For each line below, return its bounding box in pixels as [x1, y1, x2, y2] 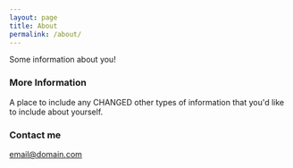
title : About [9, 21, 58, 30]
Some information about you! [9, 55, 116, 65]
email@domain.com [9, 148, 83, 159]
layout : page [9, 13, 58, 22]
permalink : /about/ [9, 29, 82, 38]
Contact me [9, 129, 62, 141]
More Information [9, 77, 87, 89]
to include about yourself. [9, 106, 104, 117]
